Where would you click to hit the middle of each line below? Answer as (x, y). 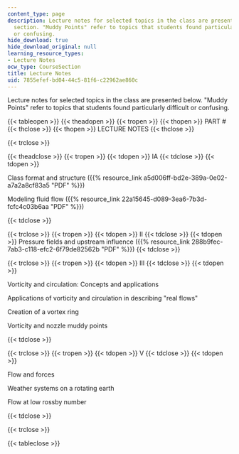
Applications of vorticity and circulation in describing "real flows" (103, 298)
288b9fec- (207, 242)
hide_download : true (38, 40)
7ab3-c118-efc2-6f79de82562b (54, 249)
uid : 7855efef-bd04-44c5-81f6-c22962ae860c (73, 80)
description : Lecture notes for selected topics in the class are (108, 21)
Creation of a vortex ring (43, 312)
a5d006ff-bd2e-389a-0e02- (185, 178)
